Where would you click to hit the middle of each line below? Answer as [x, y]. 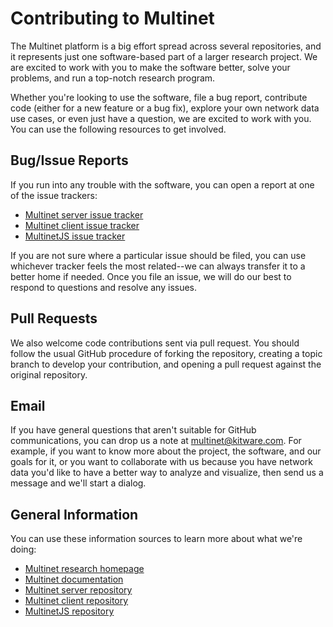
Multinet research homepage [84, 569]
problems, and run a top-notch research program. [113, 78]
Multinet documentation [74, 579]
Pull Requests [54, 318]
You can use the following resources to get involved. [118, 129]
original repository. [49, 374]
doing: [23, 549]
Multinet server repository [78, 590]
